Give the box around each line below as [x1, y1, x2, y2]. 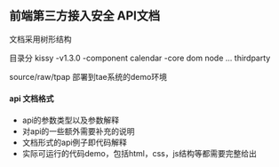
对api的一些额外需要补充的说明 [21, 126, 135, 137]
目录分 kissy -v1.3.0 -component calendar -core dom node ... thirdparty [9, 52, 271, 63]
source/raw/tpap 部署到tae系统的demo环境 [9, 71, 167, 82]
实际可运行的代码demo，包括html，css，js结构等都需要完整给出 [21, 148, 258, 159]
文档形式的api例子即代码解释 [21, 137, 127, 148]
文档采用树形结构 [9, 34, 72, 44]
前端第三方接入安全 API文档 [9, 8, 161, 24]
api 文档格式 [9, 93, 55, 104]
